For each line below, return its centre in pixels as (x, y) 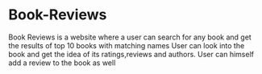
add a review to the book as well (62, 63)
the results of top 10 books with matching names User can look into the (127, 45)
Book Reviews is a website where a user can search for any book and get (130, 37)
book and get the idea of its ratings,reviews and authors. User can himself (131, 54)
